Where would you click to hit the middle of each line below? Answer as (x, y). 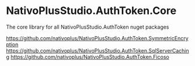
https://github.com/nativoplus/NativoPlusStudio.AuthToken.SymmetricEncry (97, 38)
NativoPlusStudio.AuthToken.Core (91, 11)
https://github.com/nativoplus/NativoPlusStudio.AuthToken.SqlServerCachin (97, 50)
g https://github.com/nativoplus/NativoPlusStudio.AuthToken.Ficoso (88, 57)
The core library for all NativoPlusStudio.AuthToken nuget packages (88, 27)
